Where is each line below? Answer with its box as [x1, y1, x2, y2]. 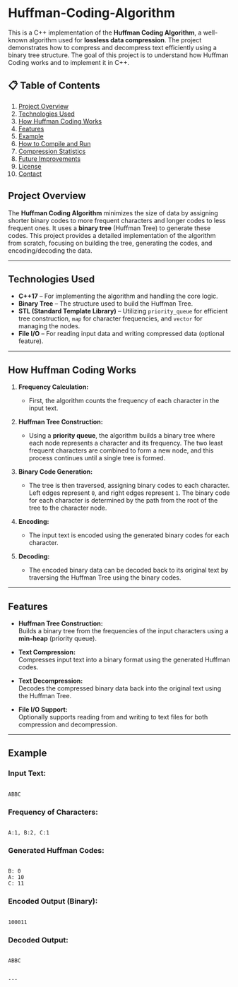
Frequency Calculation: [18, 383, 89, 391]
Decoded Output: [8, 935, 69, 945]
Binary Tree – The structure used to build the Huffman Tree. [18, 299, 194, 308]
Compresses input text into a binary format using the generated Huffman [18, 655, 230, 664]
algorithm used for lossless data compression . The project [28, 35, 202, 44]
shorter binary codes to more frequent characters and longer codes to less [8, 216, 226, 225]
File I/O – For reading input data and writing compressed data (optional [18, 330, 225, 338]
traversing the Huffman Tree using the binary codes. [28, 573, 182, 582]
